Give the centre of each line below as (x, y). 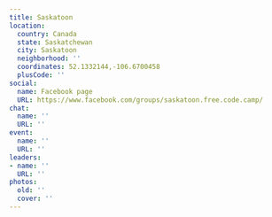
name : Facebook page (55, 91)
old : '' (31, 190)
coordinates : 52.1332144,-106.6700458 (89, 67)
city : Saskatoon (47, 50)
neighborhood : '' (49, 58)
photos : (23, 182)
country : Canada (47, 34)
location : (27, 26)
